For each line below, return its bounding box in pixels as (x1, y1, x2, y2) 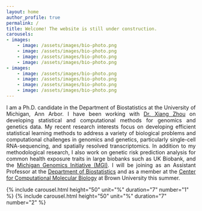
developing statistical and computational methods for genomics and (6, 116, 196, 124)
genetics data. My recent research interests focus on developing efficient (6, 123, 196, 130)
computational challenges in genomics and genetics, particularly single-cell (6, 136, 196, 143)
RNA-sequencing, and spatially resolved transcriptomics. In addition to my (6, 142, 196, 150)
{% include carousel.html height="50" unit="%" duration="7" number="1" (6, 186, 189, 193)
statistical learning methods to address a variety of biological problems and (6, 129, 196, 136)
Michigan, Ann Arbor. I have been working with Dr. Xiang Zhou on (6, 110, 197, 118)
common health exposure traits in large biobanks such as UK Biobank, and (6, 155, 196, 162)
